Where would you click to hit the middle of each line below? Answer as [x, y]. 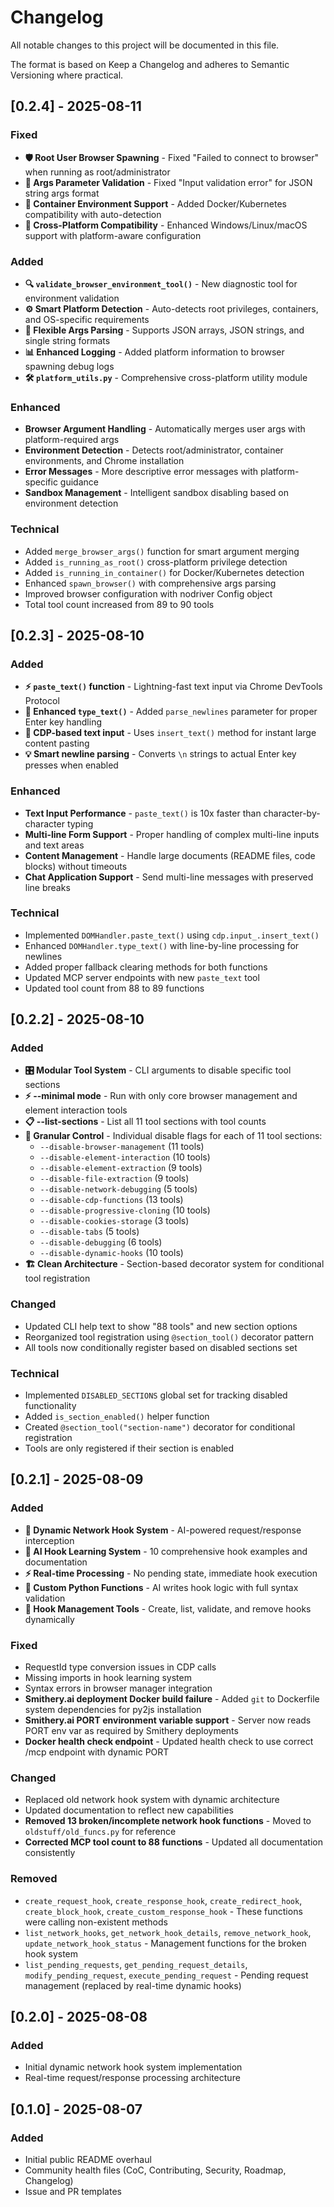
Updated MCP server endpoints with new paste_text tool [142, 977]
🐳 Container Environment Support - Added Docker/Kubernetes [156, 203]
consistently [50, 1853]
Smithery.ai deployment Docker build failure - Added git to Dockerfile [172, 1699]
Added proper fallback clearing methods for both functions [146, 967]
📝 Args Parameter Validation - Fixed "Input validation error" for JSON [168, 182]
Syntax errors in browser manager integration [118, 1688]
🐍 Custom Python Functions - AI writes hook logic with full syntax [161, 1587]
